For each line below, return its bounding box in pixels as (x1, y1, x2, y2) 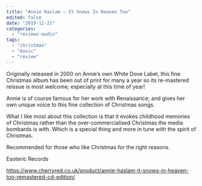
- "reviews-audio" (11, 31, 58, 37)
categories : (6, 25, 36, 32)
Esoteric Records (6, 155, 49, 163)
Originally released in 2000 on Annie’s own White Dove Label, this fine (6, 70, 181, 77)
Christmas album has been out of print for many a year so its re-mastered (6, 76, 189, 84)
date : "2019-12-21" (6, 20, 55, 26)
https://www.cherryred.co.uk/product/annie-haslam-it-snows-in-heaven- (6, 167, 189, 174)
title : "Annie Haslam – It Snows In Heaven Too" (6, 8, 131, 15)
